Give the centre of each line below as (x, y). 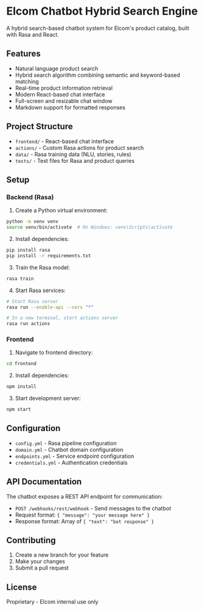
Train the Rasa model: (42, 267)
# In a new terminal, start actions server (62, 318)
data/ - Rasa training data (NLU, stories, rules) (73, 154)
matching (27, 81)
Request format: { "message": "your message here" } (83, 515)
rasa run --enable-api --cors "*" (50, 307)
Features (23, 54)
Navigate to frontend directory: (54, 352)
